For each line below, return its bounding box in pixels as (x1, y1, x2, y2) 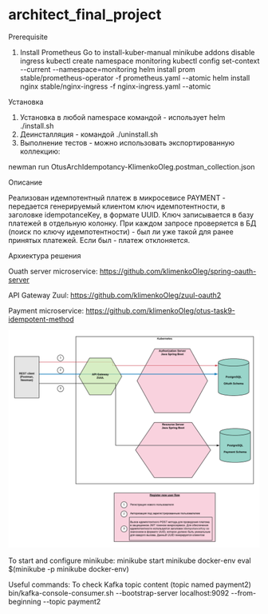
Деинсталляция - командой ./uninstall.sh (19, 130, 159, 139)
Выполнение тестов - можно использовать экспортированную (19, 138, 235, 147)
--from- (231, 588, 257, 598)
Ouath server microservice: (8, 266, 98, 276)
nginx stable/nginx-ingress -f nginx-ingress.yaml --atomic (19, 82, 211, 91)
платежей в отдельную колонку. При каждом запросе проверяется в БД (8, 218, 257, 228)
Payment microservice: (8, 305, 85, 315)
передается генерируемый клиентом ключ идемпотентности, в (8, 201, 226, 211)
